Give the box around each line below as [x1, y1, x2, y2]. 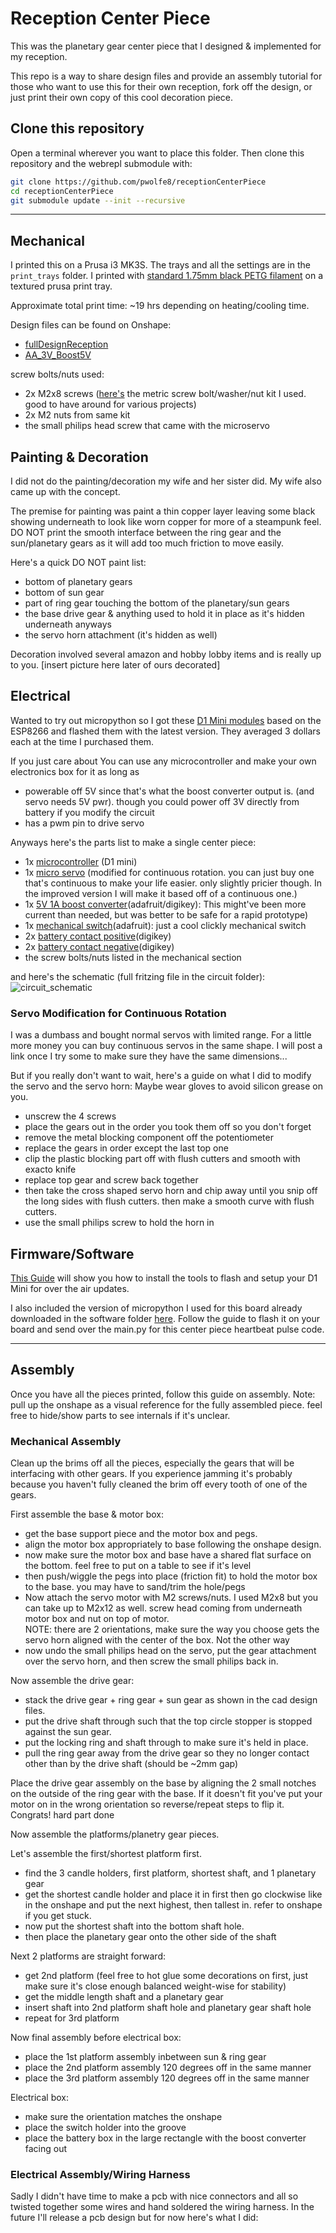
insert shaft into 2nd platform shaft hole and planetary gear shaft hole [24, 2002, 312, 2014]
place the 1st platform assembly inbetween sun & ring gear [24, 2051, 267, 2063]
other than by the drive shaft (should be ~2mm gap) [24, 1758, 239, 1770]
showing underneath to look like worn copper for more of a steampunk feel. [10, 516, 322, 527]
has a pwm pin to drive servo [24, 817, 145, 829]
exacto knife [24, 1163, 77, 1176]
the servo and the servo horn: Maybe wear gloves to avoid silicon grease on [10, 1080, 323, 1092]
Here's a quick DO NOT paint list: [10, 557, 147, 568]
